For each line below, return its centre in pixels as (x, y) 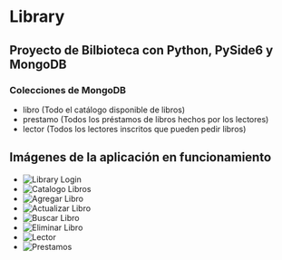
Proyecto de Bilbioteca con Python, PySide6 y (141, 50)
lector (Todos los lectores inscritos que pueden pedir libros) (134, 129)
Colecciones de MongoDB (68, 90)
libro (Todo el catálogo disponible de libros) (104, 110)
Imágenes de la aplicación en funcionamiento (141, 157)
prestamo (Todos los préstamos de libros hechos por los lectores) (146, 119)
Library (37, 17)
